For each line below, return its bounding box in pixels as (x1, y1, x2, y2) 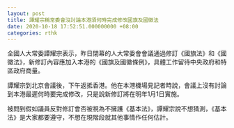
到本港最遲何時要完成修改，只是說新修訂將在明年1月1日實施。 (7, 90, 183, 98)
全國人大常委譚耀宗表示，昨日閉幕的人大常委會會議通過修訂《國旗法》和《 (7, 49, 221, 57)
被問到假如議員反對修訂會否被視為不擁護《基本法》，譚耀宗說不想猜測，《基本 (7, 104, 227, 113)
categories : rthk (7, 29, 58, 37)
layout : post (7, 10, 45, 17)
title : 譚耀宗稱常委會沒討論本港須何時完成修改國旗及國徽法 (7, 17, 159, 24)
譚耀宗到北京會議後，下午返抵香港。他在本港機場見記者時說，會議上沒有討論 (7, 81, 227, 90)
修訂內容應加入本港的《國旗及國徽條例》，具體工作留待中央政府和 (34, 58, 221, 66)
